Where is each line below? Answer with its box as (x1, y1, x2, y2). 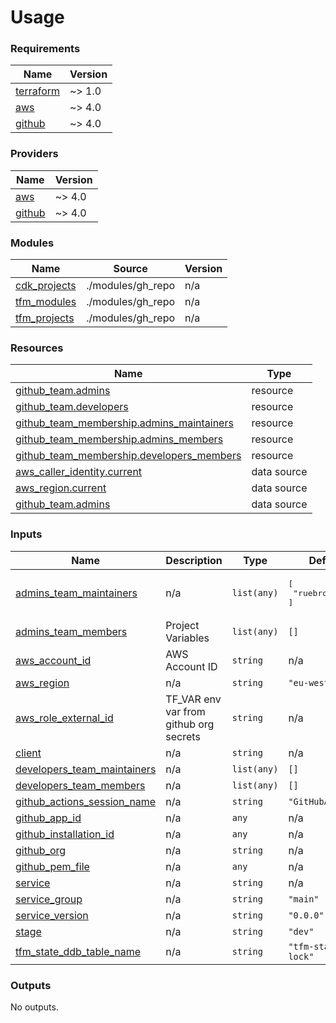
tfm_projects (15, 311, 75, 325)
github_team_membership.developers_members (15, 449, 242, 463)
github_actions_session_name (15, 794, 157, 808)
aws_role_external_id (15, 711, 114, 725)
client (15, 746, 42, 760)
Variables (165, 631, 210, 645)
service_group (15, 892, 83, 906)
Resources (10, 341, 64, 355)
